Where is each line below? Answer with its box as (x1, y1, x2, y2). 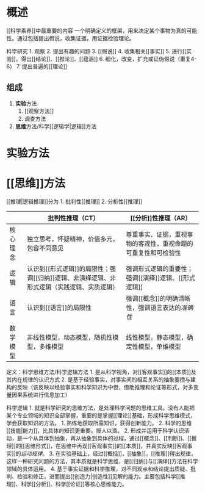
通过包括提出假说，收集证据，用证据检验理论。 (16, 34, 135, 41)
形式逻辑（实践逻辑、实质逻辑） (26, 282, 119, 291)
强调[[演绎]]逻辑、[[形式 (126, 273, 195, 282)
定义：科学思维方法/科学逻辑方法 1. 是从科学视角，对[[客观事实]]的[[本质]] (6, 368, 191, 375)
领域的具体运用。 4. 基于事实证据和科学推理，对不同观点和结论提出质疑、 (6, 465, 191, 472)
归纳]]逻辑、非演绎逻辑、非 (37, 273, 116, 282)
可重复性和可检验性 (126, 248, 181, 257)
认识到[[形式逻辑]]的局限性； (26, 264, 110, 273)
